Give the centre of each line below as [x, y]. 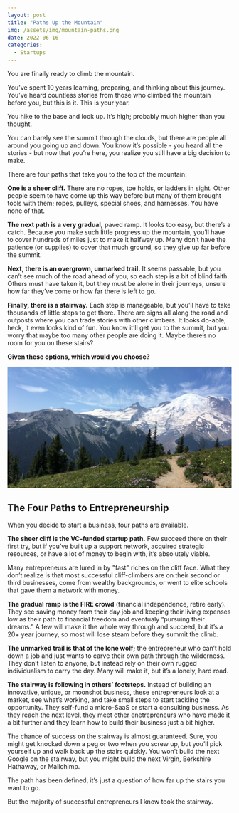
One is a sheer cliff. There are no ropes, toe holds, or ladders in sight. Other [119, 188]
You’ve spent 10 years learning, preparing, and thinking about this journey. [116, 88]
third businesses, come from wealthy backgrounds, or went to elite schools [117, 583]
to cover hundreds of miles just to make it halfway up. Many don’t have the [117, 240]
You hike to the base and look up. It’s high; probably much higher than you [116, 116]
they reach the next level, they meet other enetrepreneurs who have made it [119, 715]
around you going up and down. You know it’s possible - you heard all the [115, 145]
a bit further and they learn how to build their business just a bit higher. [111, 723]
